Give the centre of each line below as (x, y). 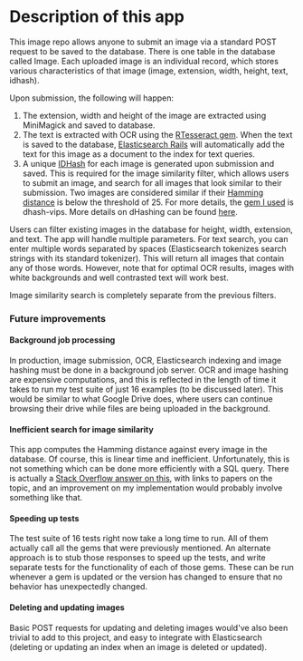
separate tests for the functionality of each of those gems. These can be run (151, 568)
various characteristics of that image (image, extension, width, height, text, (149, 71)
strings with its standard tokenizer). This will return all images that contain (147, 258)
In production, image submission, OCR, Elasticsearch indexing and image (146, 361)
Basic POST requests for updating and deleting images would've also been (149, 627)
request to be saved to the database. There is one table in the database (142, 51)
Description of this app (97, 17)
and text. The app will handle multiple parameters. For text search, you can (149, 238)
